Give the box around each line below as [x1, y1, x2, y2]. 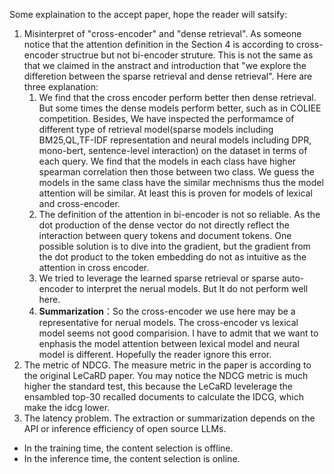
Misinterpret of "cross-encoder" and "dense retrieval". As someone [23, 28, 302, 39]
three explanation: [23, 81, 99, 93]
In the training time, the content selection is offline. [23, 442, 234, 454]
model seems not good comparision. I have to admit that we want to [38, 327, 319, 339]
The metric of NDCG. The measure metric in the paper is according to [23, 359, 312, 371]
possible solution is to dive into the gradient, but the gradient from [38, 240, 311, 252]
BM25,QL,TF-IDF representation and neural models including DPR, [38, 134, 312, 146]
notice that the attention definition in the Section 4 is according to [23, 39, 295, 50]
